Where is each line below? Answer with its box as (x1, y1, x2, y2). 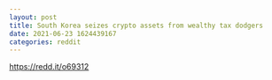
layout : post (9, 12, 58, 22)
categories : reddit (9, 37, 82, 47)
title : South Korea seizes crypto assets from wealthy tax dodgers (9, 21, 264, 30)
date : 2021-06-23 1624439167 (9, 29, 117, 38)
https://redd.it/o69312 (9, 62, 89, 72)
